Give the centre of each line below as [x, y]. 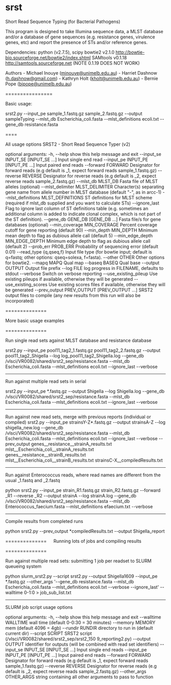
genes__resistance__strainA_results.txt [72, 444]
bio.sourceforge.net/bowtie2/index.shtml [48, 57]
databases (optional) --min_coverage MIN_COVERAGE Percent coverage [81, 224]
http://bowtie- [130, 52]
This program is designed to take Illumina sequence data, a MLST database [84, 31]
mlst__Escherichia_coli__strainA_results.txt [50, 449]
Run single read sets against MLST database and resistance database [78, 340]
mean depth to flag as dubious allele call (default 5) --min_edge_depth [79, 235]
